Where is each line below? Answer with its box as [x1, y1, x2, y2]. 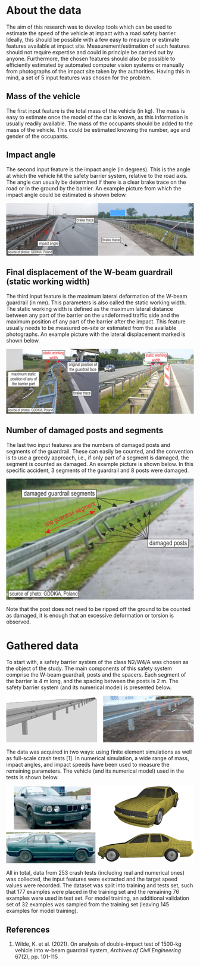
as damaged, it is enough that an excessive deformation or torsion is [6, 612, 174, 619]
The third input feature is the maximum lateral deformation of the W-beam [6, 292, 187, 300]
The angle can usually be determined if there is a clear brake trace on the [6, 178, 186, 186]
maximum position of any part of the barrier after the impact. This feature [6, 317, 186, 325]
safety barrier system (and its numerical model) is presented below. [6, 684, 172, 691]
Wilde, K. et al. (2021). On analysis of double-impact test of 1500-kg [14, 940, 182, 948]
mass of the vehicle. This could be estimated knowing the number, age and [6, 126, 190, 133]
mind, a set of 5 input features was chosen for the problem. [6, 74, 152, 81]
